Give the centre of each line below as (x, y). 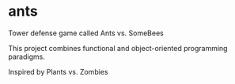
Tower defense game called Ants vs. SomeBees (86, 33)
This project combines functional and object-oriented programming (118, 48)
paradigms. (27, 57)
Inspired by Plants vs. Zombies (58, 71)
